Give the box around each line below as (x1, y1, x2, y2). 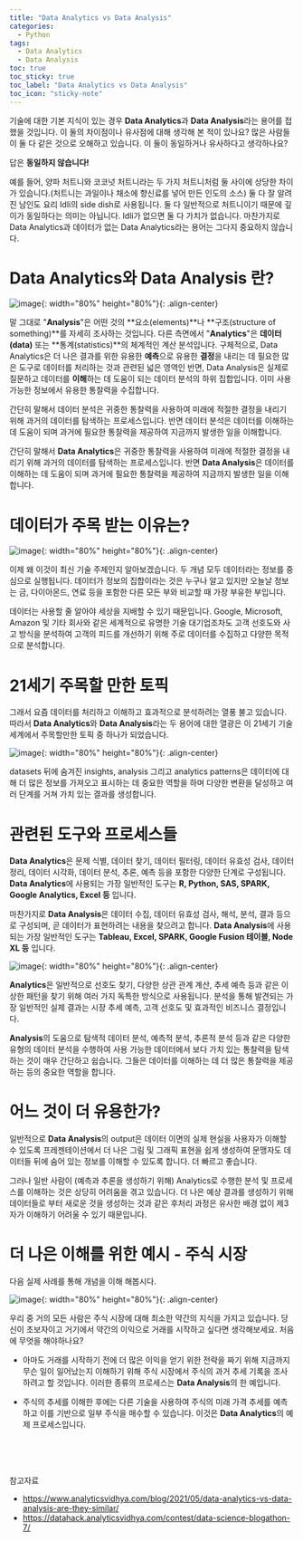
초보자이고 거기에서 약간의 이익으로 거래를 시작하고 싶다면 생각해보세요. (25, 1324, 278, 1335)
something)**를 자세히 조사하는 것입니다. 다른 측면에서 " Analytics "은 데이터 (9, 328, 282, 340)
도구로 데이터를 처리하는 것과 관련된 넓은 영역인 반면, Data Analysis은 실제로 (18, 362, 289, 373)
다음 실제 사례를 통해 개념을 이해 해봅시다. (9, 1276, 156, 1287)
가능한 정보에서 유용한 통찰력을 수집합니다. (9, 385, 160, 396)
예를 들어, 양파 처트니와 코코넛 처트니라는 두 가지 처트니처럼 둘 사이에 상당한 (9, 176, 278, 187)
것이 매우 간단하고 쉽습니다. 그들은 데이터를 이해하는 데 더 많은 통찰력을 (25, 1056, 278, 1067)
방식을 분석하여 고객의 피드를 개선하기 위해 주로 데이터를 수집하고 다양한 (18, 628, 273, 639)
